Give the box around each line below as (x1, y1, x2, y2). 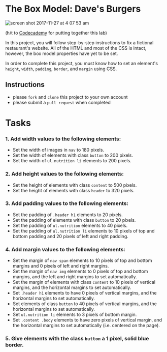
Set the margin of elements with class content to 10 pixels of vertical (12, 279, 156, 285)
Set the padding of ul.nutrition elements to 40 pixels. (12, 222, 128, 228)
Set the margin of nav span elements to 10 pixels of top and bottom (12, 257, 152, 263)
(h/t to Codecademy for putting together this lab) (5, 30, 108, 36)
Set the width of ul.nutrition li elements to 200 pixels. (12, 158, 132, 164)
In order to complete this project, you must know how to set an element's (5, 60, 158, 66)
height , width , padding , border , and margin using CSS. (5, 66, 117, 72)
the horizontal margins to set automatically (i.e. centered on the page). (12, 322, 160, 329)
